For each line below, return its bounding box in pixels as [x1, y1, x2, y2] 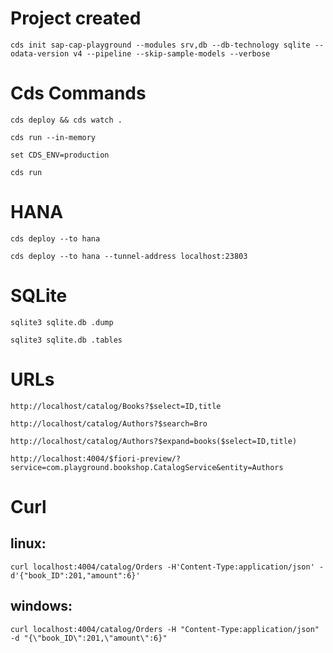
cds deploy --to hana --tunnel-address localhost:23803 [10, 251, 248, 261]
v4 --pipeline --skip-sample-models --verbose [73, 48, 271, 59]
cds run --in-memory [10, 132, 97, 142]
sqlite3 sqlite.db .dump [10, 317, 114, 327]
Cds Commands [10, 82, 147, 105]
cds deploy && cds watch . [10, 115, 123, 125]
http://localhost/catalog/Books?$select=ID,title [10, 401, 222, 411]
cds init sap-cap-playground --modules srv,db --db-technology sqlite [10, 40, 311, 50]
